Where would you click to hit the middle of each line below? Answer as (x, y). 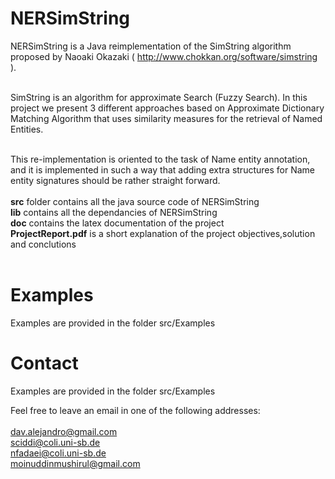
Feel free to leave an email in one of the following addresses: (135, 410)
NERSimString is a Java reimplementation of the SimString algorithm (151, 46)
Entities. (27, 129)
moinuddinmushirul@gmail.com (75, 463)
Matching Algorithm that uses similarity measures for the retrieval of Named (166, 118)
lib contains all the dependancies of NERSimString (114, 212)
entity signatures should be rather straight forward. (115, 180)
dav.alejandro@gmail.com (64, 431)
